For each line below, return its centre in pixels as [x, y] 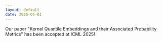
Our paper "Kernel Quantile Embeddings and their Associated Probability [81, 28]
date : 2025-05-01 [24, 14]
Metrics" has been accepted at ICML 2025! [50, 34]
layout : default [22, 10]
